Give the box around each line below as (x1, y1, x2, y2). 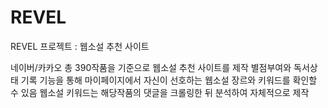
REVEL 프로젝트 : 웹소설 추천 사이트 (10, 40, 150, 52)
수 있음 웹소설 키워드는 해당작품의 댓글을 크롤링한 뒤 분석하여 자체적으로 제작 (10, 86, 310, 98)
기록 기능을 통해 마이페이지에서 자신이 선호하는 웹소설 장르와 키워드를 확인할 (20, 74, 318, 86)
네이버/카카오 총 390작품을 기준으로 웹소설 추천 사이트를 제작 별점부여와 (10, 61, 292, 73)
